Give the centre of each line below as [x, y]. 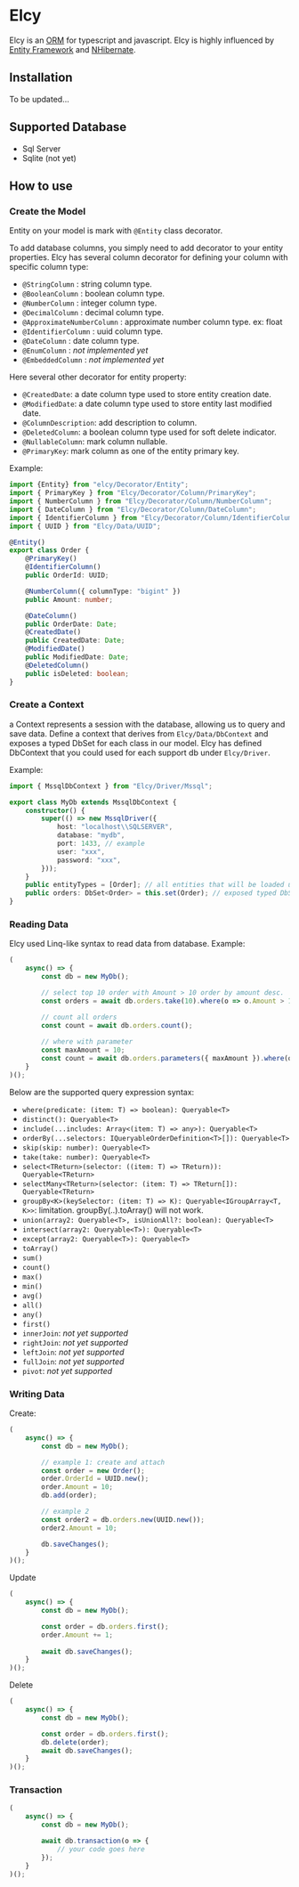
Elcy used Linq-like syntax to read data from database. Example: [127, 944]
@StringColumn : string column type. [87, 284]
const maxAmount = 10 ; [83, 1050]
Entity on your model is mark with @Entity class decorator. [116, 231]
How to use [41, 186]
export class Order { [49, 550]
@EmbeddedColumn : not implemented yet [93, 360]
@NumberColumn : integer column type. [89, 303]
